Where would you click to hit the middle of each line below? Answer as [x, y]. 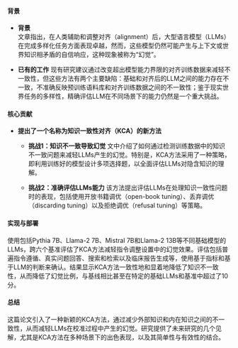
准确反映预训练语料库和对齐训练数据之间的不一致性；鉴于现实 [132, 87]
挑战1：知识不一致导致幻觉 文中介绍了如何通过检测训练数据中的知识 [126, 146]
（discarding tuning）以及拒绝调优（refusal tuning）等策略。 [117, 205]
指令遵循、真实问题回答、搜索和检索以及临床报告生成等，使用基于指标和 [119, 258]
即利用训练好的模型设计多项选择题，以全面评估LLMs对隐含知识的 [123, 164]
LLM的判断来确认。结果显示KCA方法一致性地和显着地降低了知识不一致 [116, 267]
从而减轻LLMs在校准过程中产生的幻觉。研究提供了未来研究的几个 [121, 328]
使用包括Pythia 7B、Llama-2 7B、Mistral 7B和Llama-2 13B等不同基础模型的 [117, 240]
